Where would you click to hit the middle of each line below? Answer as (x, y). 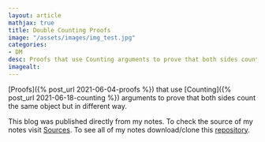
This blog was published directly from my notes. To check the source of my (131, 121)
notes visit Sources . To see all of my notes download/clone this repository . (129, 129)
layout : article (35, 15)
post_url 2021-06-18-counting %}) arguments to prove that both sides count (132, 97)
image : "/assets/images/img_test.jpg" (72, 37)
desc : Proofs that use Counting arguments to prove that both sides (123, 60)
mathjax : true (32, 23)
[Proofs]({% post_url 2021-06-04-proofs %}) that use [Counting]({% (120, 89)
